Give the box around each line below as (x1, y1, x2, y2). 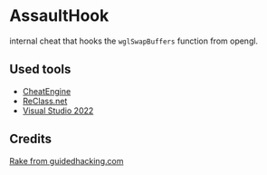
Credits (9, 131, 52, 147)
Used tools (9, 62, 72, 77)
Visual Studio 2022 (22, 105, 94, 116)
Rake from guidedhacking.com (9, 155, 124, 166)
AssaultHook (9, 5, 110, 26)
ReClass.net (22, 95, 68, 106)
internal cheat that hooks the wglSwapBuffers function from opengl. (9, 35, 259, 46)
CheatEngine (22, 85, 72, 96)
